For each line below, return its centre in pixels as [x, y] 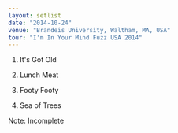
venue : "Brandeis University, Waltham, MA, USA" [89, 30]
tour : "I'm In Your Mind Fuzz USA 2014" [76, 37]
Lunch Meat [39, 75]
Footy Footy [39, 91]
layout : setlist [35, 15]
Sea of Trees [40, 105]
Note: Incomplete [36, 121]
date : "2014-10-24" [40, 23]
